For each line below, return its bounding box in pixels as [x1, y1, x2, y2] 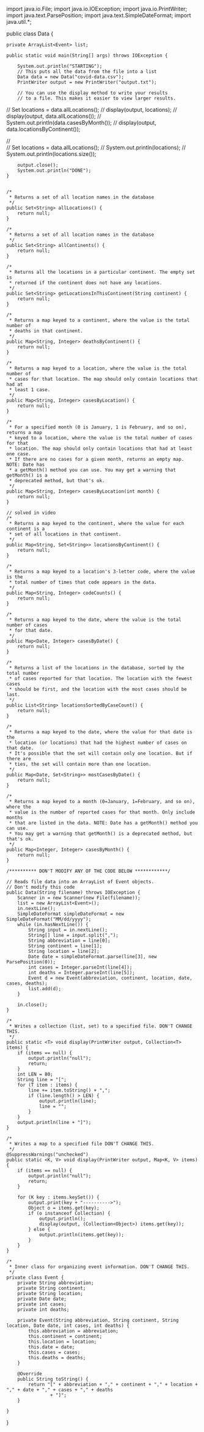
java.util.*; [6, 18, 32, 25]
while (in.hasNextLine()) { [17, 922, 89, 928]
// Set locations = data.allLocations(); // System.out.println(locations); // [6, 144, 186, 151]
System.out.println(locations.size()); [6, 150, 97, 158]
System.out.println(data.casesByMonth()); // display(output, [6, 119, 157, 126]
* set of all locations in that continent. [9, 531, 122, 537]
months [6, 815, 23, 821]
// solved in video [6, 510, 56, 516]
